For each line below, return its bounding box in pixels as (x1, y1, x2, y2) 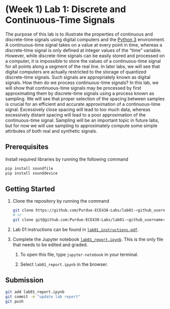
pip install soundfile (5, 166, 53, 171)
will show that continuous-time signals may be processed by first (5, 85, 142, 91)
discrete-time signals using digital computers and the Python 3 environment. (5, 36, 165, 43)
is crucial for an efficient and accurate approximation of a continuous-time (5, 101, 161, 107)
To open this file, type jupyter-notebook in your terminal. (20, 251, 139, 257)
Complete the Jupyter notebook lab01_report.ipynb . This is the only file (12, 236, 163, 242)
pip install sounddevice (5, 171, 58, 176)
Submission (5, 276, 44, 285)
